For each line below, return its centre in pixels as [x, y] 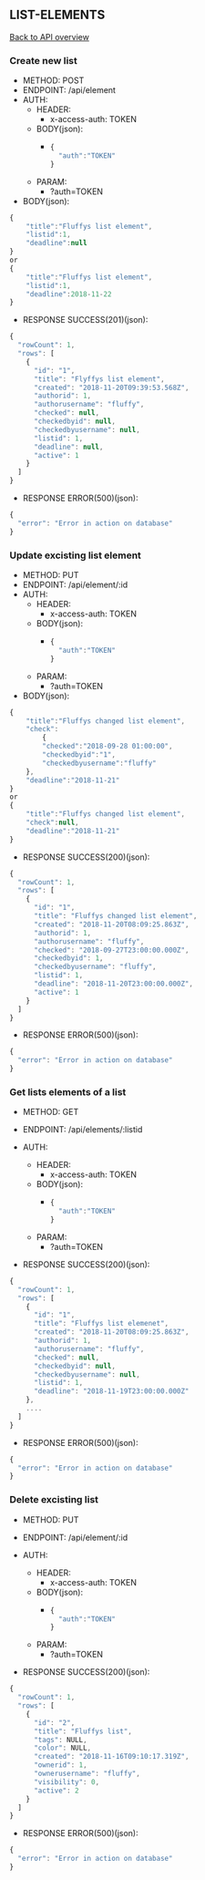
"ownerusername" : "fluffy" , [87, 1773]
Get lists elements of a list [68, 1091]
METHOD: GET [51, 1112]
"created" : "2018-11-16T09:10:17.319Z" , [111, 1757]
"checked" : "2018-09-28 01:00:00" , [108, 747]
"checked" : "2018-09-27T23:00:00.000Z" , [111, 950]
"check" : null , [52, 823]
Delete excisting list [54, 1500]
